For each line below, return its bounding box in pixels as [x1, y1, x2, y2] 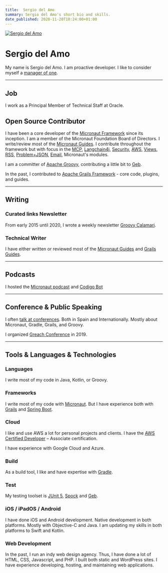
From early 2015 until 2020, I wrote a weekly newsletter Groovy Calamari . [5, 222, 156, 228]
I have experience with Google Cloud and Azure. [5, 445, 105, 451]
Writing [5, 196, 29, 204]
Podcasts [5, 270, 35, 279]
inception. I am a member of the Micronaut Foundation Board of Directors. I [5, 135, 160, 141]
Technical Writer [5, 234, 46, 241]
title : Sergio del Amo [5, 7, 55, 13]
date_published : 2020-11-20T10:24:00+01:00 [5, 17, 97, 22]
